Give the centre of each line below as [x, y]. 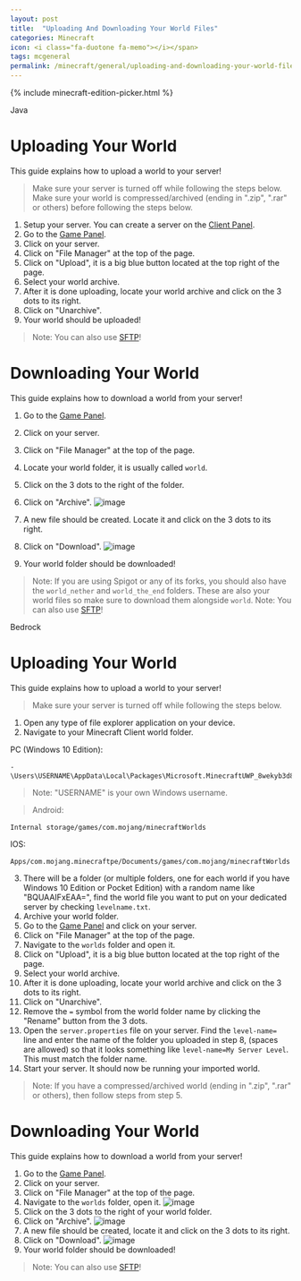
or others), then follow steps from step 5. [107, 1095]
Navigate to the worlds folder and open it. [99, 944]
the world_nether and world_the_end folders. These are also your [151, 590]
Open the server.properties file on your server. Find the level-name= [150, 1030]
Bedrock [26, 627]
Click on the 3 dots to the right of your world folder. [117, 1211]
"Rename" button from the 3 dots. [85, 1021]
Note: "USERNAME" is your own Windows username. [130, 792]
